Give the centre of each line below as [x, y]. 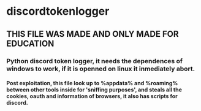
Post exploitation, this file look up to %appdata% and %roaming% [92, 83]
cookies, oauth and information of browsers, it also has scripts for [92, 96]
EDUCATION [30, 43]
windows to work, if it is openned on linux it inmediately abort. [100, 69]
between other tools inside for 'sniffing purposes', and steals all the [94, 90]
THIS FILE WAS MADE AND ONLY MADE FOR [93, 34]
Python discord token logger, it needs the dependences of [94, 61]
